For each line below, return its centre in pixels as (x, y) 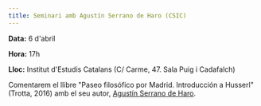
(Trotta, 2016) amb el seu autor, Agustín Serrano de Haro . (102, 93)
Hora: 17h (24, 53)
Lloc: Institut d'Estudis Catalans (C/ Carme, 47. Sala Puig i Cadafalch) (122, 69)
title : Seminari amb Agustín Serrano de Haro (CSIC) (97, 16)
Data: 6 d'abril (32, 38)
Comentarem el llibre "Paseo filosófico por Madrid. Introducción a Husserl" (131, 84)
